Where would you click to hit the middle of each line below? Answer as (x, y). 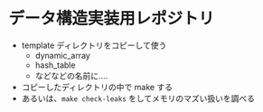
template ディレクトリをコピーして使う (94, 45)
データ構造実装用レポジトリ (112, 19)
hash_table (55, 65)
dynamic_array (63, 55)
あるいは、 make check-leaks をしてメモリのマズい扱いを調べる (138, 98)
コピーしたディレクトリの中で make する (97, 87)
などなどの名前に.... (71, 75)
